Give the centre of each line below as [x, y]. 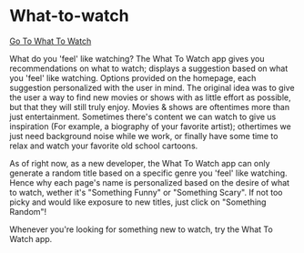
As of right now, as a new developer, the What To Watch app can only [140, 163]
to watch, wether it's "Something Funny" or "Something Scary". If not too [146, 192]
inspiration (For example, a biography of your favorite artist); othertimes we [150, 126]
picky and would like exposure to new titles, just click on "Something [138, 202]
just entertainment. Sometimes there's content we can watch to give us [143, 116]
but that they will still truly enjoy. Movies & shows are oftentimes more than [149, 106]
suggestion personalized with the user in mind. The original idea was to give [152, 87]
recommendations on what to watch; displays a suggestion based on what [149, 68]
